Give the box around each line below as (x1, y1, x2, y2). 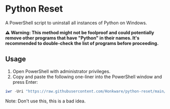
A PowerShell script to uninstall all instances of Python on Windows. (5, 20, 147, 26)
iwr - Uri (5, 89, 24, 94)
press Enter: (12, 79, 38, 85)
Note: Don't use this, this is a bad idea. (5, 98, 86, 104)
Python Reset (5, 3, 63, 15)
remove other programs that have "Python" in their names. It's (5, 35, 140, 41)
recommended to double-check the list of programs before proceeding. (5, 40, 159, 46)
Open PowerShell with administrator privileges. (12, 68, 111, 74)
